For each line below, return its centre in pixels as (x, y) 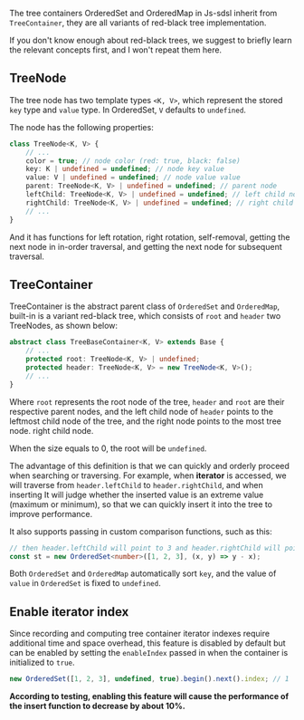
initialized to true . (42, 662)
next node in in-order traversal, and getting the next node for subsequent (146, 246)
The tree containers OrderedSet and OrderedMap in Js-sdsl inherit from (143, 13)
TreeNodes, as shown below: (64, 326)
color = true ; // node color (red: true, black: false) (133, 161)
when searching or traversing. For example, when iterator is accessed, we (148, 475)
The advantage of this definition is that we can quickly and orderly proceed (149, 466)
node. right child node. (52, 430)
